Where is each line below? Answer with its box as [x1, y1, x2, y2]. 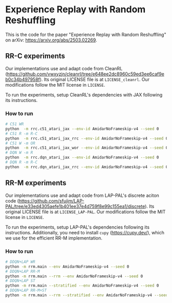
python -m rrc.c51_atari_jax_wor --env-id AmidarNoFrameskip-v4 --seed [5, 145, 164, 151]
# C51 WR [5, 122, 24, 127]
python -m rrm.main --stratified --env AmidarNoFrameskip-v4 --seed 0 [5, 283, 159, 288]
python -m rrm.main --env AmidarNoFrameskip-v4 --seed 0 [5, 264, 130, 269]
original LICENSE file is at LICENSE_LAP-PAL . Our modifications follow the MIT [5, 209, 166, 215]
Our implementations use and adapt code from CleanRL [5, 65, 123, 71]
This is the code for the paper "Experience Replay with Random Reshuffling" [5, 31, 166, 37]
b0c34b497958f [5, 76, 40, 83]
